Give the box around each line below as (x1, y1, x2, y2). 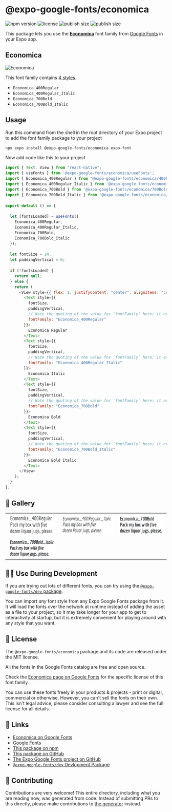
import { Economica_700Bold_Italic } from (5, 192, 97, 197)
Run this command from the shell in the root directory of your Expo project (5, 129, 162, 136)
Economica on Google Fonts (12, 734, 73, 740)
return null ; (14, 273, 42, 278)
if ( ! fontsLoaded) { (10, 268, 54, 273)
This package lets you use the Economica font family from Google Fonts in (5, 30, 163, 36)
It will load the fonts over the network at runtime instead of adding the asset (5, 603, 165, 610)
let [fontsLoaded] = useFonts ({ (10, 214, 79, 219)
